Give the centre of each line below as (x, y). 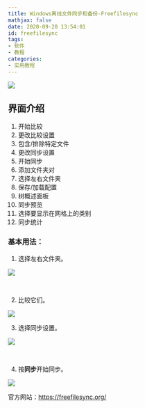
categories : (25, 59)
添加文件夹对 (36, 170)
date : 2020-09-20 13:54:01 (47, 26)
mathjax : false (30, 20)
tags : (16, 40)
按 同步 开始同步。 (42, 369)
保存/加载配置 (37, 187)
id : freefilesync (33, 33)
